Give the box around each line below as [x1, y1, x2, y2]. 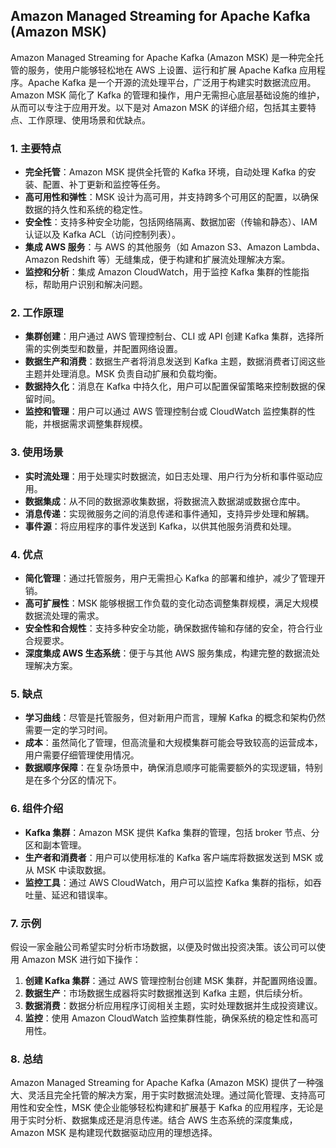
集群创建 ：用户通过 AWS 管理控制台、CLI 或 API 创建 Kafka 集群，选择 [24, 330, 316, 343]
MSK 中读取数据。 [36, 864, 112, 876]
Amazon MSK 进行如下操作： [21, 953, 142, 965]
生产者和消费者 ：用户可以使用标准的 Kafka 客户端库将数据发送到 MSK [24, 851, 313, 863]
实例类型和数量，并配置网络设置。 [42, 343, 183, 355]
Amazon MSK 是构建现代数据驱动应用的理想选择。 [10, 1127, 218, 1139]
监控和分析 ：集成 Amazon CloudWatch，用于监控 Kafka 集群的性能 [24, 266, 302, 278]
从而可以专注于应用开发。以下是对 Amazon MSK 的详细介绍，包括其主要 [10, 101, 308, 113]
